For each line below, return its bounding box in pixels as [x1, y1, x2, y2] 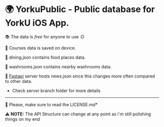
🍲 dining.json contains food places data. [5, 54, 86, 60]
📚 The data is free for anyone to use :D [5, 33, 84, 39]
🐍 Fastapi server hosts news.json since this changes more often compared [5, 73, 155, 79]
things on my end [5, 116, 40, 122]
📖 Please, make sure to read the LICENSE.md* [5, 101, 98, 107]
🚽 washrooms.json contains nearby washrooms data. [5, 63, 112, 69]
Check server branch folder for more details [12, 88, 101, 94]
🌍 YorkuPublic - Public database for [5, 4, 155, 15]
